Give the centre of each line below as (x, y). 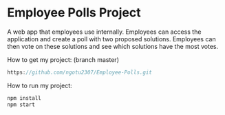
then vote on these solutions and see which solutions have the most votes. (113, 46)
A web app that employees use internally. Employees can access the (104, 32)
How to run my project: (40, 85)
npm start (21, 105)
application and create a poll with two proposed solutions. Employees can (111, 39)
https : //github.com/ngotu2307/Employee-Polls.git (80, 72)
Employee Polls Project (74, 13)
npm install (24, 98)
